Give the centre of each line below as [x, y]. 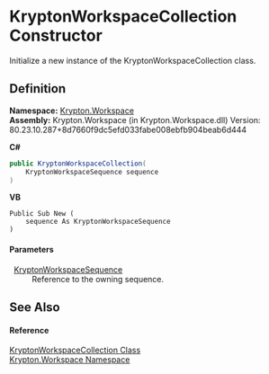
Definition [37, 89]
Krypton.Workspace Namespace [70, 360]
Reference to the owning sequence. [98, 279]
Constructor [56, 36]
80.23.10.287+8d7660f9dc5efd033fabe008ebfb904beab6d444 [128, 129]
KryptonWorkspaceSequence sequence [92, 172]
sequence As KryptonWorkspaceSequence [98, 222]
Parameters [31, 249]
